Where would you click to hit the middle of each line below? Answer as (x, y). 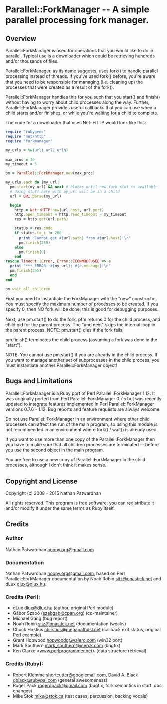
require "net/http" (26, 136)
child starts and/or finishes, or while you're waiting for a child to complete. (82, 113)
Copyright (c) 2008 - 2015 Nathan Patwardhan (53, 493)
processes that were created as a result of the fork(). (60, 87)
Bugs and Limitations (39, 381)
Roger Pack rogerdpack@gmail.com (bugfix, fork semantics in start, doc (87, 685)
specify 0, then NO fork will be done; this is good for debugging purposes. (82, 309)
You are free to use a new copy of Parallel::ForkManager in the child (75, 460)
